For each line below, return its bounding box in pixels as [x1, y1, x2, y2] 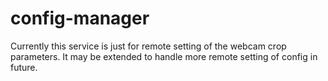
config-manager [10, 7, 150, 30]
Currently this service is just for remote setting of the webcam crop [10, 40, 287, 52]
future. [10, 61, 38, 73]
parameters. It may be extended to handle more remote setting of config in [10, 50, 318, 62]
